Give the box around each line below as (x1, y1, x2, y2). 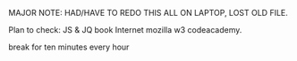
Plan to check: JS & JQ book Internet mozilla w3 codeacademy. (8, 25, 242, 34)
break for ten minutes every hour (8, 42, 130, 52)
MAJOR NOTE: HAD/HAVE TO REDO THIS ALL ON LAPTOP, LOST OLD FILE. (8, 8, 288, 18)
